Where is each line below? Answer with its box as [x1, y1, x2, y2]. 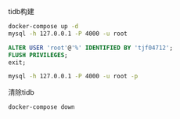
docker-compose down [8, 103, 76, 111]
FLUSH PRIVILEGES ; [8, 51, 68, 59]
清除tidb [8, 88, 35, 97]
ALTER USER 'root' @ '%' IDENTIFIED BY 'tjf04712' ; [8, 44, 174, 52]
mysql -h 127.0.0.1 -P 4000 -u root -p [8, 73, 139, 81]
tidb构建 [8, 7, 35, 16]
